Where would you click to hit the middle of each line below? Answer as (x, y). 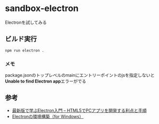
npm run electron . (25, 50)
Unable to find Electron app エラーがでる (46, 81)
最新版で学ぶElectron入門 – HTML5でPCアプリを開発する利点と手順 (79, 110)
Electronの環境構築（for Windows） (48, 116)
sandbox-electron (42, 8)
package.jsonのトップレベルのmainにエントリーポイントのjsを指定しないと (80, 75)
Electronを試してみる (26, 22)
